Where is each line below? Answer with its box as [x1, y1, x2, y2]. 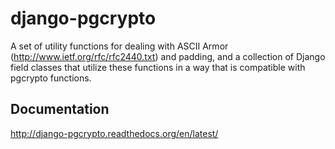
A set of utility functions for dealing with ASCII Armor [10, 40, 229, 52]
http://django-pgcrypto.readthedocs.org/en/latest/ [10, 127, 219, 139]
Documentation [10, 101, 110, 118]
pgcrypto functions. [10, 72, 92, 84]
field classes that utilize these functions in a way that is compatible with [10, 61, 306, 73]
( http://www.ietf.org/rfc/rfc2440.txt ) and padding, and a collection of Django [10, 50, 326, 62]
